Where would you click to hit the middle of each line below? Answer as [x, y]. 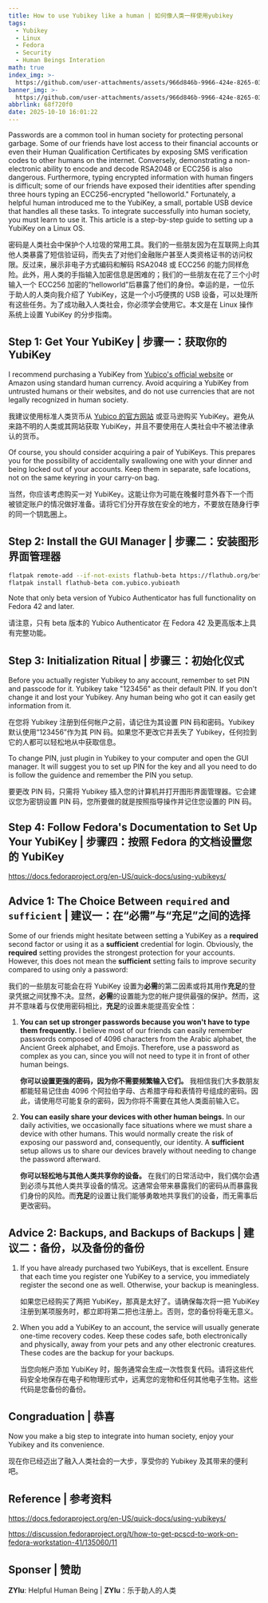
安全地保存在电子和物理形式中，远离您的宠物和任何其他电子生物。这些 [142, 1379]
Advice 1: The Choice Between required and [119, 902]
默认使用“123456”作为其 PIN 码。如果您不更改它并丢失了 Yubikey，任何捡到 [133, 732]
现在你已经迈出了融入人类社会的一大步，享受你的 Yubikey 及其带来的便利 [128, 1461]
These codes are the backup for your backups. [97, 1352]
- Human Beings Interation [60, 61]
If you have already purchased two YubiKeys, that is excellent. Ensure [134, 1268]
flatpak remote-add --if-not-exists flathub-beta [93, 576]
